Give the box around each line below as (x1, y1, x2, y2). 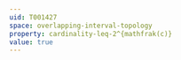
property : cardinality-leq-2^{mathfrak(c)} (9, 29, 173, 38)
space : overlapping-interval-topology (9, 21, 153, 30)
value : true (9, 37, 53, 47)
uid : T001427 (9, 12, 58, 22)
